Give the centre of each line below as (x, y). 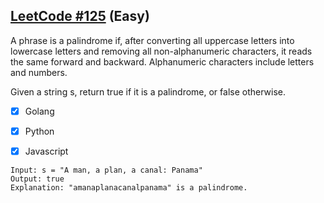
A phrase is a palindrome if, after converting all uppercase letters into (152, 40)
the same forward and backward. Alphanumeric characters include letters (162, 61)
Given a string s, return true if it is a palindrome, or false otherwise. (148, 91)
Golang (39, 111)
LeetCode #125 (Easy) (80, 16)
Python (39, 131)
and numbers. (39, 72)
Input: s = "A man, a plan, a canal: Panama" (106, 170)
